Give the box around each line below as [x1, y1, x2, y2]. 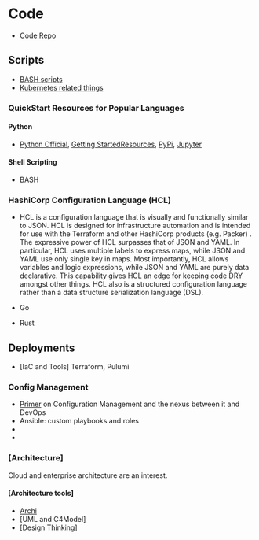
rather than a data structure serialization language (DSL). [19, 288, 204, 298]
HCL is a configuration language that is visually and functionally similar [19, 213, 249, 222]
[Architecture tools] [8, 489, 75, 498]
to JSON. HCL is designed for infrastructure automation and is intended [19, 221, 251, 231]
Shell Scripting [8, 157, 57, 167]
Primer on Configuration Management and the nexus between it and [19, 399, 240, 409]
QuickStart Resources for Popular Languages [8, 102, 184, 113]
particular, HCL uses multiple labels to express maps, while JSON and [19, 246, 246, 256]
